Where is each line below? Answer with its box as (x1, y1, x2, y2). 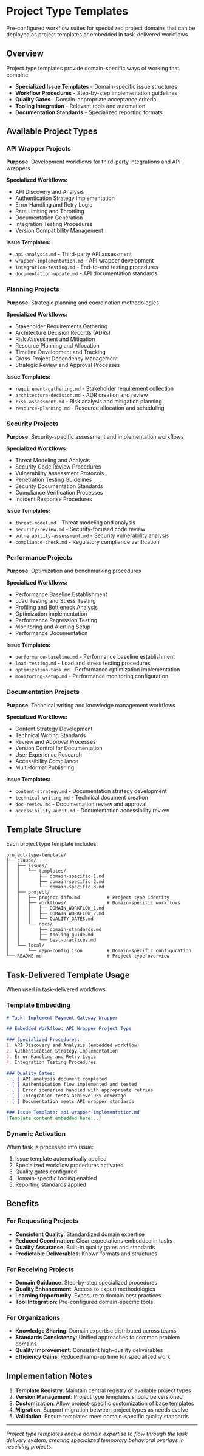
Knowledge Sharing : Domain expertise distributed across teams (15, 1327, 177, 1334)
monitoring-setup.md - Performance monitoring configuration (15, 673, 169, 680)
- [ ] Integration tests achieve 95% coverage (6, 1093, 126, 1099)
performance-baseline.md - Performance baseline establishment (15, 653, 175, 661)
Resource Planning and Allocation (15, 342, 100, 349)
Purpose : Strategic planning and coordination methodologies (6, 299, 160, 306)
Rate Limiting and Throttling (15, 208, 85, 215)
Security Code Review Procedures (15, 463, 101, 470)
